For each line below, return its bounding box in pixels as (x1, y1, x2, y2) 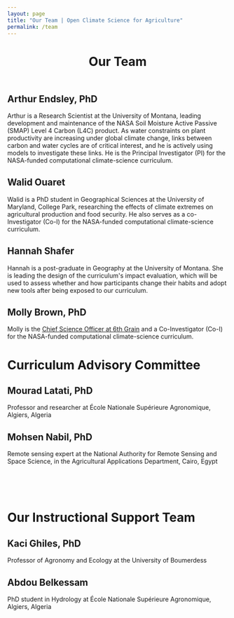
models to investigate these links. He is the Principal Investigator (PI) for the (7, 149, 226, 157)
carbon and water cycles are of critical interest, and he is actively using (7, 141, 214, 149)
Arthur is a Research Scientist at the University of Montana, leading (7, 111, 202, 120)
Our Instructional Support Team (7, 509, 195, 526)
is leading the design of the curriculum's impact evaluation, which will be (7, 271, 218, 280)
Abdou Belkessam (7, 576, 89, 589)
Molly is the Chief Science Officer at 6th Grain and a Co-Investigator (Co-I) (7, 325, 223, 334)
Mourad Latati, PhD (7, 385, 93, 397)
